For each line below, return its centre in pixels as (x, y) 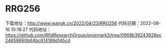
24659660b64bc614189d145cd (38, 40)
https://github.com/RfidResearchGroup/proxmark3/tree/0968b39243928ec (83, 35)
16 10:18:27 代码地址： (28, 29)
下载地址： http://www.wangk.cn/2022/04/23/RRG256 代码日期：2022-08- (83, 23)
